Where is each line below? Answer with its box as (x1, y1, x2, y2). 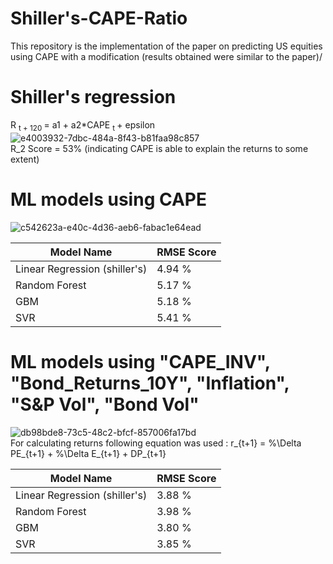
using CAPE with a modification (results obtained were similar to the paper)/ (10, 50, 323, 62)
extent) (10, 153, 40, 165)
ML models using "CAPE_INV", (10, 350, 271, 373)
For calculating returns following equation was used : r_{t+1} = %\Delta (10, 437, 302, 449)
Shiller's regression (10, 86, 177, 109)
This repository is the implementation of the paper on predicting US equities (10, 40, 323, 52)
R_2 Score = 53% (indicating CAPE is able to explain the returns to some (10, 142, 309, 154)
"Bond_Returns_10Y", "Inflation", (10, 372, 290, 394)
